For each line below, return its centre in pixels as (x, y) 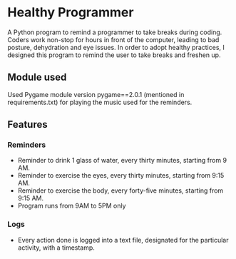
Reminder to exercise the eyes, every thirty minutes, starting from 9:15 (121, 176)
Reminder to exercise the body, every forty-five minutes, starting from (120, 191)
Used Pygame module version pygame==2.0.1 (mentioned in (96, 94)
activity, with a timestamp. (56, 248)
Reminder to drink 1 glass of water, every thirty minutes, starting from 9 (122, 161)
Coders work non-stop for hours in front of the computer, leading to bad (113, 39)
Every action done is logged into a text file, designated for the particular (123, 240)
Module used (37, 77)
